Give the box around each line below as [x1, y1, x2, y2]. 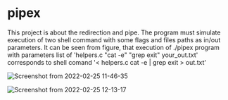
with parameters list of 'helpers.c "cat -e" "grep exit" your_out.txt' [7, 51, 198, 59]
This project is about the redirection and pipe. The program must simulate [7, 28, 221, 37]
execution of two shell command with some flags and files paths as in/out [7, 35, 221, 44]
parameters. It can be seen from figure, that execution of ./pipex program [7, 43, 220, 51]
